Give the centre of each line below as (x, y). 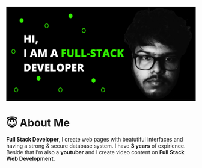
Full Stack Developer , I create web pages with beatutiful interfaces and (95, 140)
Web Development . (31, 159)
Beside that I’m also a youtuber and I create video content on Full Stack (95, 152)
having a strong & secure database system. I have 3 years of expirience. (96, 146)
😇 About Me (38, 123)
